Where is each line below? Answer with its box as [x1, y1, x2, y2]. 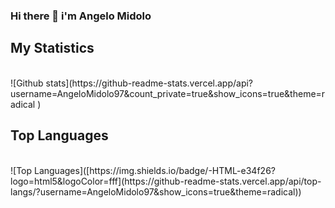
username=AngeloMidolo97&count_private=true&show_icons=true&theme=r [10, 87, 326, 99]
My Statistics [10, 40, 95, 57]
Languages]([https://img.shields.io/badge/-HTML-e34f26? [33, 164, 276, 176]
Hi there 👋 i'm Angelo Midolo [10, 9, 152, 23]
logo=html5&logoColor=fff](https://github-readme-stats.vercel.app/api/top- [10, 175, 322, 187]
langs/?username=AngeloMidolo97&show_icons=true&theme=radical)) [10, 185, 302, 198]
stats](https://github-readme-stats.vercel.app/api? [45, 77, 254, 89]
